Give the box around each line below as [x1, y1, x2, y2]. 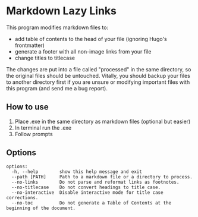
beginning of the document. [6, 205, 76, 211]
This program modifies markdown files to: [6, 24, 109, 31]
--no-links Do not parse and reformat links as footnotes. [11, 179, 180, 185]
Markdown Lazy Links [6, 4, 117, 18]
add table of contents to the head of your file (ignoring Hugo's [14, 35, 168, 42]
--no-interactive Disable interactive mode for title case [11, 189, 164, 196]
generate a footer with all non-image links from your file [14, 48, 152, 55]
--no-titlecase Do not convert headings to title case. [11, 184, 161, 190]
